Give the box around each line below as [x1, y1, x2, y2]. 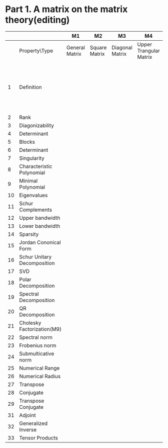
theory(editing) [5, 14, 70, 26]
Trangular [137, 47, 160, 54]
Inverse [19, 426, 37, 433]
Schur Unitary [19, 253, 52, 260]
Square [89, 44, 107, 51]
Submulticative [19, 350, 54, 357]
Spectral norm [19, 333, 53, 340]
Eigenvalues [19, 192, 48, 199]
